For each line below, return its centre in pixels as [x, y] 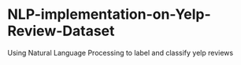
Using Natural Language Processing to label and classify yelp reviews [120, 52]
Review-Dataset [61, 31]
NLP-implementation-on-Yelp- [109, 14]
